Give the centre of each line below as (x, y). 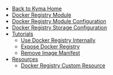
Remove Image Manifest (50, 53)
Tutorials (23, 34)
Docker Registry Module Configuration (59, 21)
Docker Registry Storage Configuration (59, 27)
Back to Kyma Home (37, 9)
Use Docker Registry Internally (58, 40)
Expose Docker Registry (50, 46)
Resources (25, 59)
